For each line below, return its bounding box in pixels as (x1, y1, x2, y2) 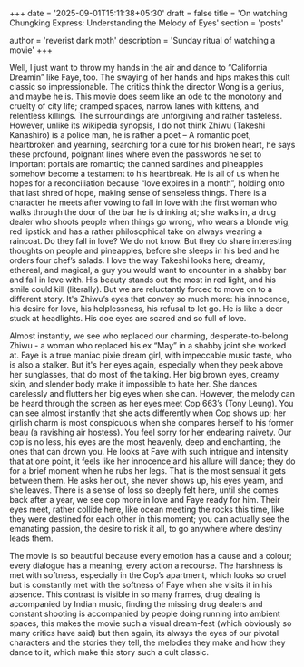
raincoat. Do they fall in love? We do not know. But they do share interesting (9, 236, 292, 246)
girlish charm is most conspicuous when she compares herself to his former (9, 417, 294, 427)
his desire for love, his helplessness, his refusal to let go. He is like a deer (9, 303, 283, 314)
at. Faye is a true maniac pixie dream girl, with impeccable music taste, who (9, 349, 292, 360)
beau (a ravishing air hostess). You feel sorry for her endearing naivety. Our (9, 427, 292, 437)
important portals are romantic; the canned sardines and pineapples (9, 159, 264, 169)
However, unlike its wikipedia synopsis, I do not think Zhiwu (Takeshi (9, 120, 266, 131)
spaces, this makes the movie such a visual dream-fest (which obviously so (9, 618, 292, 629)
